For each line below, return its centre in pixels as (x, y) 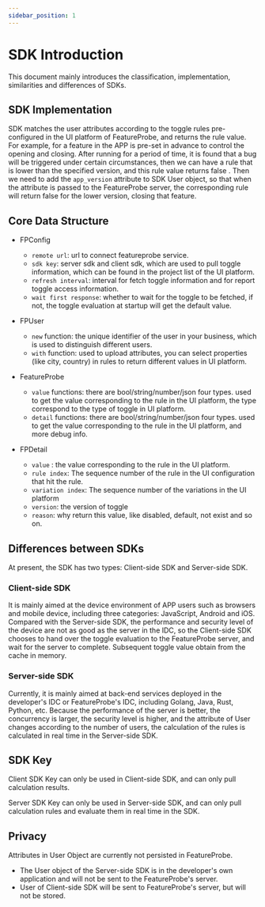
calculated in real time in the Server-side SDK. (83, 735)
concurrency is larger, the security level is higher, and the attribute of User (129, 718)
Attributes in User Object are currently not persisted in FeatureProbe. (121, 856)
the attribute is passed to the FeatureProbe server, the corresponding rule (129, 187)
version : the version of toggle (80, 507)
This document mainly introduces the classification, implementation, (119, 77)
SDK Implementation (60, 110)
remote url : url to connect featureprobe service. (110, 255)
